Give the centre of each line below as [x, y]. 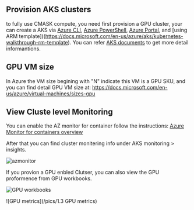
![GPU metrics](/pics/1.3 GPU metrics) [52, 201]
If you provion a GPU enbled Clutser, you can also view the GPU [83, 173]
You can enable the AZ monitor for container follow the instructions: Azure [95, 126]
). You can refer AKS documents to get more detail [128, 42]
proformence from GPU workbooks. [49, 178]
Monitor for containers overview [45, 132]
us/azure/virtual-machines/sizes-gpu [51, 94]
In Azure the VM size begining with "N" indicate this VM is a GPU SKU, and [96, 81]
